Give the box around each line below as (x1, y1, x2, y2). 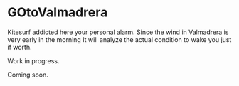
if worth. (7, 43, 32, 51)
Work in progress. (7, 56, 60, 65)
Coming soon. (7, 70, 48, 79)
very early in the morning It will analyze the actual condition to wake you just (7, 35, 232, 43)
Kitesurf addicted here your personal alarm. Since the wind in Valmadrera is (7, 28, 229, 36)
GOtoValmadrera (7, 4, 108, 21)
